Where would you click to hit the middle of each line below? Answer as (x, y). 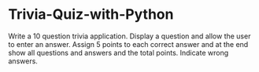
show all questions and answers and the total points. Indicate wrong (118, 52)
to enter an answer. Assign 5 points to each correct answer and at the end (128, 44)
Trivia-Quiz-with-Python (91, 14)
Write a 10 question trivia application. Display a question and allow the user (129, 36)
